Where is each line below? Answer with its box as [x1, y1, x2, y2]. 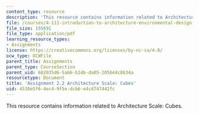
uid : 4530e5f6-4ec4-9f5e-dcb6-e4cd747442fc [6, 86, 115, 92]
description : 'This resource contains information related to [6, 14, 163, 20]
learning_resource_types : [6, 36, 70, 42]
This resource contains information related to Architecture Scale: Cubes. [6, 102, 183, 109]
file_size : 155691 [6, 25, 52, 31]
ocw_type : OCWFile [6, 53, 52, 59]
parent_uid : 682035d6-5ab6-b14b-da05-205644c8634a [6, 69, 134, 75]
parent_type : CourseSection [6, 64, 76, 70]
